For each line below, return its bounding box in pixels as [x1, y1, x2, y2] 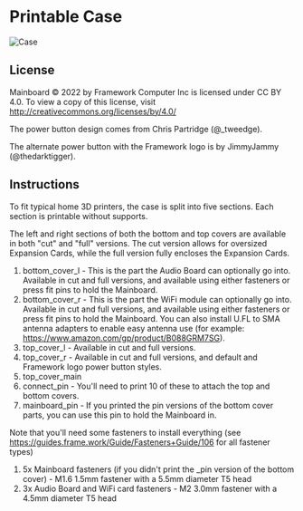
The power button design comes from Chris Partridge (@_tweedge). [9, 123, 263, 134]
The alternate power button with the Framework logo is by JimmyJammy [9, 140, 279, 151]
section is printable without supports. [9, 210, 148, 221]
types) [9, 446, 33, 457]
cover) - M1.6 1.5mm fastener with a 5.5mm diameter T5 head [22, 473, 252, 484]
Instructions [9, 177, 80, 192]
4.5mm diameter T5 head [22, 492, 118, 504]
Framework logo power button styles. [22, 361, 163, 372]
